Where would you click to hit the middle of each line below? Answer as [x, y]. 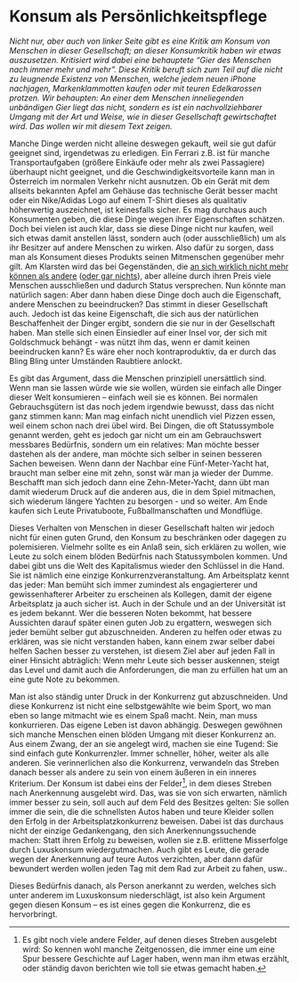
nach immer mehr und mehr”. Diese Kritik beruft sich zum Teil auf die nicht [146, 69]
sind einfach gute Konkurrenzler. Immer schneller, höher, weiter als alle [139, 753]
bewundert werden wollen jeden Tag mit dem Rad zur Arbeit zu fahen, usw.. [148, 868]
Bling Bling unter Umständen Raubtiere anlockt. [96, 361]
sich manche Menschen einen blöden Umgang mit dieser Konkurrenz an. [143, 734]
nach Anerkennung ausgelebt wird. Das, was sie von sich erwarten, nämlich [148, 792]
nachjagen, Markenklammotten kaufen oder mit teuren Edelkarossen [136, 88]
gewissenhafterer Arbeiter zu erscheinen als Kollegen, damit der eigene [141, 594]
